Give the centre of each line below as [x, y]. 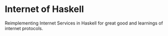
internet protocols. [24, 28]
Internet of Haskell [44, 9]
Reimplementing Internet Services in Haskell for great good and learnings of [84, 23]
